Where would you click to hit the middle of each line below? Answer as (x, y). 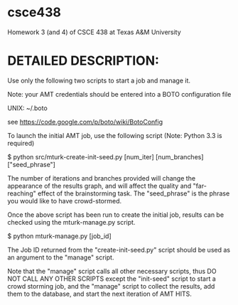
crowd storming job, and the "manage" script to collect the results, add (111, 286)
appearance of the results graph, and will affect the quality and (99, 186)
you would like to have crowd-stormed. (65, 200)
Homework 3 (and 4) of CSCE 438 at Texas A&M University (94, 32)
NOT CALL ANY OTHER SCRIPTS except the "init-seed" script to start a (112, 279)
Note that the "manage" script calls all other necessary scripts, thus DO (112, 271)
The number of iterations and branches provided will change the (102, 178)
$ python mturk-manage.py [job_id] (59, 236)
